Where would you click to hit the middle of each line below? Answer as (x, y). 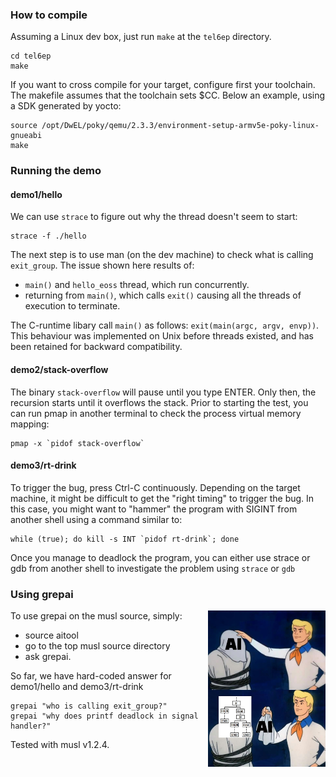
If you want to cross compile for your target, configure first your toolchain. (163, 85)
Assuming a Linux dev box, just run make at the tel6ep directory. (141, 37)
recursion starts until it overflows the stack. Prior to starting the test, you (159, 402)
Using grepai (42, 594)
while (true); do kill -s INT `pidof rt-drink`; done (125, 539)
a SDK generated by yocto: (66, 106)
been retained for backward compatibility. (96, 347)
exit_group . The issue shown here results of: (102, 265)
